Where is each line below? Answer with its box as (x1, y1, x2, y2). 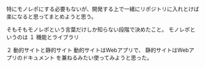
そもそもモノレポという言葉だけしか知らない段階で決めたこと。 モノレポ (6, 26, 190, 33)
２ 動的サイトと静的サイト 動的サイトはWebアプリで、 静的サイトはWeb (6, 46, 189, 54)
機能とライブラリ (35, 33, 80, 41)
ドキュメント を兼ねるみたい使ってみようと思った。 (22, 54, 153, 61)
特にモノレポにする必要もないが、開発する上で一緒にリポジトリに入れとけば (6, 5, 199, 12)
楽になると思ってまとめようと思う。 (6, 13, 97, 20)
